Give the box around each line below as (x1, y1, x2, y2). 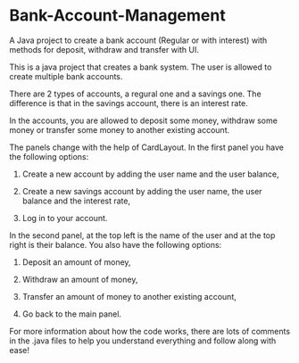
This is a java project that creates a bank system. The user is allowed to (9, 62, 272, 72)
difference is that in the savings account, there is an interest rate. (9, 97, 248, 108)
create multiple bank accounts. (9, 70, 123, 81)
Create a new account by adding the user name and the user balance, (21, 169, 279, 179)
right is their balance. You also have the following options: (9, 239, 222, 250)
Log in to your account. (21, 212, 108, 223)
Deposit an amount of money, (21, 256, 131, 268)
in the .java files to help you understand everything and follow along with (9, 335, 277, 346)
